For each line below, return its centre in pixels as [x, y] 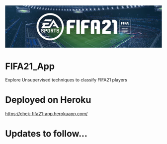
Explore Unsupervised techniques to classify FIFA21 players [66, 80]
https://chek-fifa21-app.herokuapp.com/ [46, 114]
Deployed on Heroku [48, 100]
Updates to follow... [46, 134]
